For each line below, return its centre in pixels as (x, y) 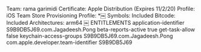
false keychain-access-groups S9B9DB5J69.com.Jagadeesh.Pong (90, 36)
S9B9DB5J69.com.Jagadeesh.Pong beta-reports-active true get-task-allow (101, 29)
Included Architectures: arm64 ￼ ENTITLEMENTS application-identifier (95, 23)
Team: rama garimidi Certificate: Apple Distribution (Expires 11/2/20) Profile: (100, 9)
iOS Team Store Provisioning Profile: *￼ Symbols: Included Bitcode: (91, 15)
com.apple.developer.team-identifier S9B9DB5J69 (69, 42)
